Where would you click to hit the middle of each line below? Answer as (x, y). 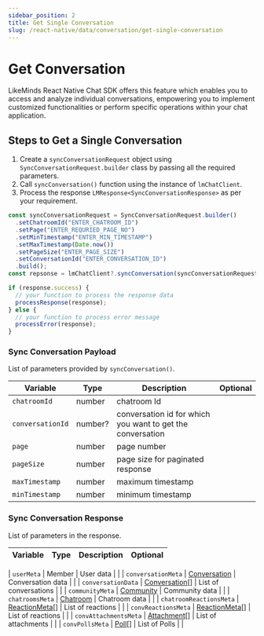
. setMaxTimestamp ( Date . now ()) (64, 244)
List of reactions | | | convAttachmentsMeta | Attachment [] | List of (112, 615)
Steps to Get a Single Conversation (95, 140)
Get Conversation (67, 69)
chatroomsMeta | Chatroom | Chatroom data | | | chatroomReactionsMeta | (124, 598)
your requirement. (49, 201)
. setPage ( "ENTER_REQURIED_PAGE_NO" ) (75, 230)
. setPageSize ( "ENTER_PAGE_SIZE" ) (70, 252)
